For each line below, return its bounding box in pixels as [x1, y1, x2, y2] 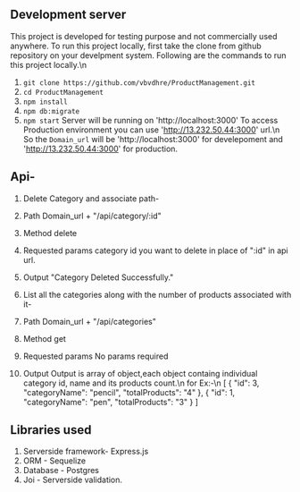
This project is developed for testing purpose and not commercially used [10, 30, 278, 41]
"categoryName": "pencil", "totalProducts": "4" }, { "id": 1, [22, 386, 236, 397]
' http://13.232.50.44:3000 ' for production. [22, 143, 178, 154]
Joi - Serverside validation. [22, 474, 123, 486]
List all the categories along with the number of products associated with [22, 289, 292, 300]
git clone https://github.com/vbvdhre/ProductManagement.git [22, 78, 256, 88]
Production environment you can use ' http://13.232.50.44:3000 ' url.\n [22, 124, 280, 135]
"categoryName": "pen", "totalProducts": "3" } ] [22, 396, 199, 407]
